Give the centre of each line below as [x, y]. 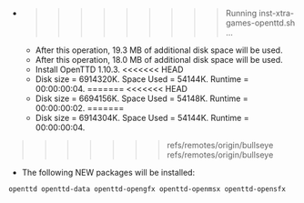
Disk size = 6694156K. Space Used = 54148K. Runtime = [142, 98]
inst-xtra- [276, 13]
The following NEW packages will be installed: [108, 173]
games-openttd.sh [260, 23]
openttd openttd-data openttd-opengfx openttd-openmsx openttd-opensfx [147, 189]
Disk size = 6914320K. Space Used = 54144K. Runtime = [142, 79]
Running [241, 13]
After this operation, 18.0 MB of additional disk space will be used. [159, 60]
